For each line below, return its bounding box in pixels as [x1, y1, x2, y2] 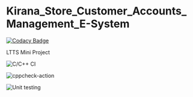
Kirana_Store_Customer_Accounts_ [6, 4, 187, 18]
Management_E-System [6, 17, 130, 31]
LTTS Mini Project [6, 48, 50, 55]
